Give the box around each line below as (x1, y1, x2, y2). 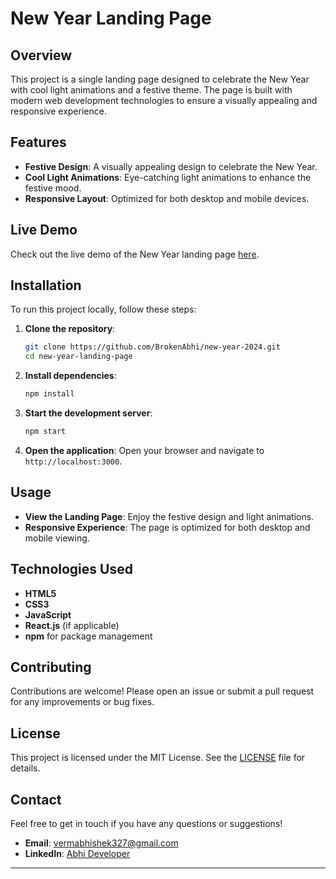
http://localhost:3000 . (24, 455, 123, 467)
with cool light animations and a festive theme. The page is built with (10, 84, 293, 96)
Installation (10, 277, 82, 294)
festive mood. (24, 182, 82, 194)
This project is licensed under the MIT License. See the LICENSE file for (10, 752, 306, 764)
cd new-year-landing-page (24, 352, 133, 362)
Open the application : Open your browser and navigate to (24, 444, 265, 456)
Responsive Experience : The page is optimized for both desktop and (24, 521, 311, 533)
